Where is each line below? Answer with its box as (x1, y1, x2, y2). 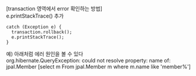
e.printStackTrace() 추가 (6, 12, 64, 19)
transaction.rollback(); (11, 29, 72, 35)
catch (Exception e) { (6, 24, 62, 30)
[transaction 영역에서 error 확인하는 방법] (6, 5, 102, 12)
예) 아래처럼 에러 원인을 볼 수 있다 (6, 50, 84, 57)
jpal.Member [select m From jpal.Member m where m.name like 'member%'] (6, 63, 191, 70)
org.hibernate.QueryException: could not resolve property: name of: (6, 57, 171, 64)
